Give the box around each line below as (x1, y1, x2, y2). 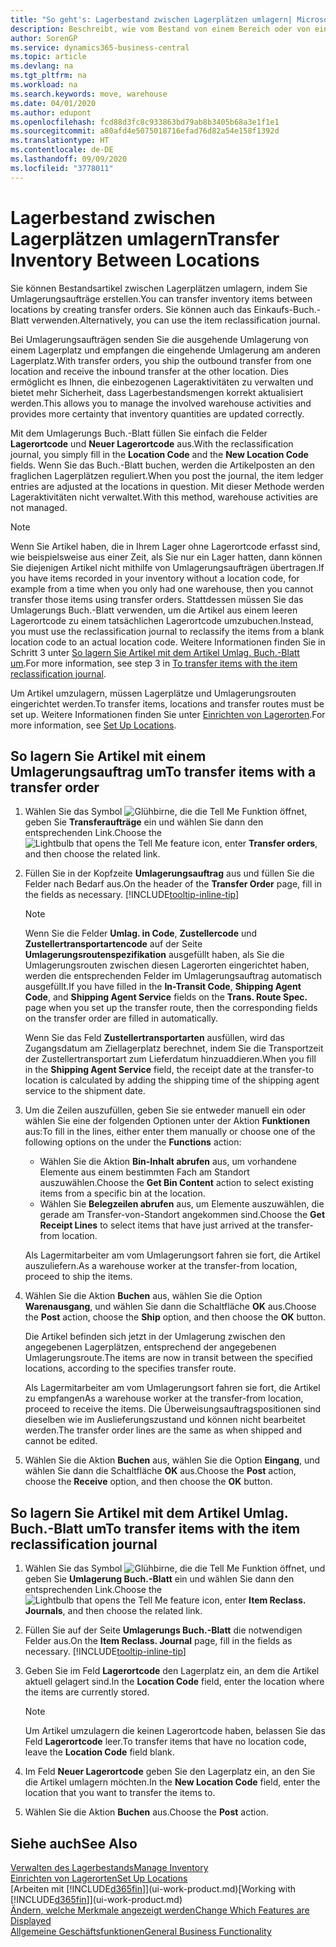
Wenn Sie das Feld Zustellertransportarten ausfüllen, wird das (24, 1032, 286, 1044)
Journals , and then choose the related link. (24, 1605, 203, 1617)
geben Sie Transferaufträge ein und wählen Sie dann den (24, 816, 264, 828)
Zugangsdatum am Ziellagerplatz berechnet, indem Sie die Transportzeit (24, 1042, 324, 1055)
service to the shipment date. (24, 1085, 146, 1097)
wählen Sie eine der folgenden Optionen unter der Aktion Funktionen (24, 1115, 311, 1127)
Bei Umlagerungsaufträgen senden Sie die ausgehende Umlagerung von (10, 333, 309, 345)
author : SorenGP (10, 33, 78, 43)
